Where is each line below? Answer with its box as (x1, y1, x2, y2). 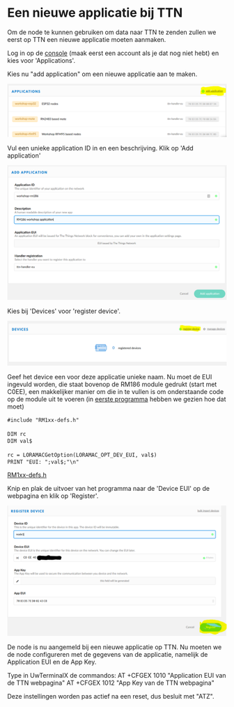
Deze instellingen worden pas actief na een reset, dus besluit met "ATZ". (7, 692, 214, 701)
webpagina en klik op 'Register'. (7, 492, 99, 500)
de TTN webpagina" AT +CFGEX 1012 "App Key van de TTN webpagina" (7, 678, 214, 687)
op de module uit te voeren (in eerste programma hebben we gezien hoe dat (7, 395, 226, 403)
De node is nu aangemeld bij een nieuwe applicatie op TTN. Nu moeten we (7, 643, 222, 651)
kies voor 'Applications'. (7, 56, 75, 64)
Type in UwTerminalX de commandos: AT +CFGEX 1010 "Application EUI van (7, 671, 226, 680)
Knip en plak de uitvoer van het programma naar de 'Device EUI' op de (7, 484, 210, 492)
